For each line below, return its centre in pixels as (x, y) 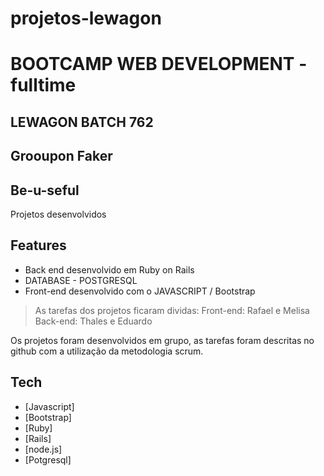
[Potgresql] (48, 459)
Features (38, 245)
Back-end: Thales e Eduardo (93, 321)
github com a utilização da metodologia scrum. (107, 351)
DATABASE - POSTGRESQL (81, 280)
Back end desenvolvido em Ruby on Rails (109, 269)
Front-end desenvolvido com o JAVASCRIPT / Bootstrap (140, 291)
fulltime (43, 85)
